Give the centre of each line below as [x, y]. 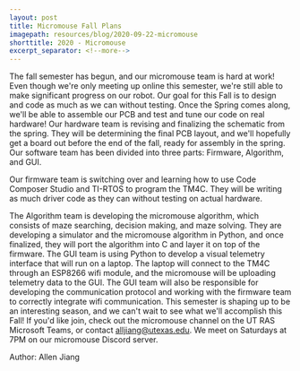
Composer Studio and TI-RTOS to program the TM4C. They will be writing [146, 189]
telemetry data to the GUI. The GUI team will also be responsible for [134, 282]
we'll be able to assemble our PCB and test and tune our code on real [137, 115]
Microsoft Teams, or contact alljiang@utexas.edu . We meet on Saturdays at [148, 330]
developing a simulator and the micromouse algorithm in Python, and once [146, 235]
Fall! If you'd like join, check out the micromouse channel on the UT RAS [142, 321]
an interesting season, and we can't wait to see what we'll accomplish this [146, 311]
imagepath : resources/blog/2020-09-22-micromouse [104, 34]
